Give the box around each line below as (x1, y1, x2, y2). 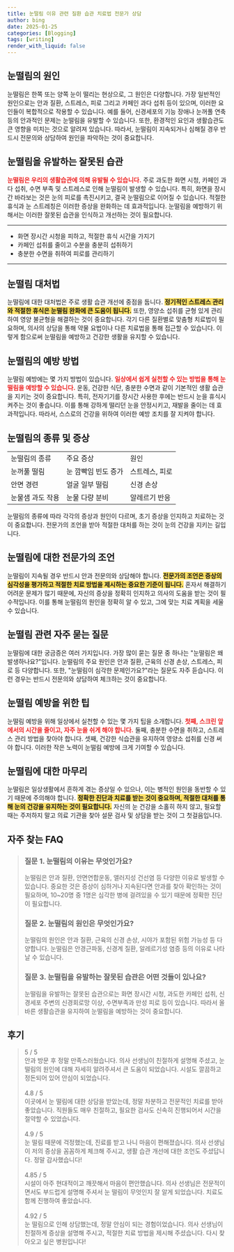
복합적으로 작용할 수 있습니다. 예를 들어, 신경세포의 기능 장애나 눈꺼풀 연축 (25, 107, 226, 116)
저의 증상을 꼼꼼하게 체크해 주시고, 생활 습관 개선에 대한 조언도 (31, 1147, 201, 1155)
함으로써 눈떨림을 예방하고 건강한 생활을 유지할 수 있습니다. (19, 332, 180, 341)
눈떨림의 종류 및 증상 (7, 432, 90, 444)
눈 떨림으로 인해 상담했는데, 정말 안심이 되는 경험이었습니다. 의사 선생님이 (24, 1220, 224, 1228)
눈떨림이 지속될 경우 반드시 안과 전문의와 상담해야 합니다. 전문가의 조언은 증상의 (7, 571, 222, 580)
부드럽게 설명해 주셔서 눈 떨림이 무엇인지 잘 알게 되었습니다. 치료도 (42, 1188, 224, 1196)
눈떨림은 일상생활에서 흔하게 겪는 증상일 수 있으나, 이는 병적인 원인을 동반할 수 (7, 785, 219, 794)
